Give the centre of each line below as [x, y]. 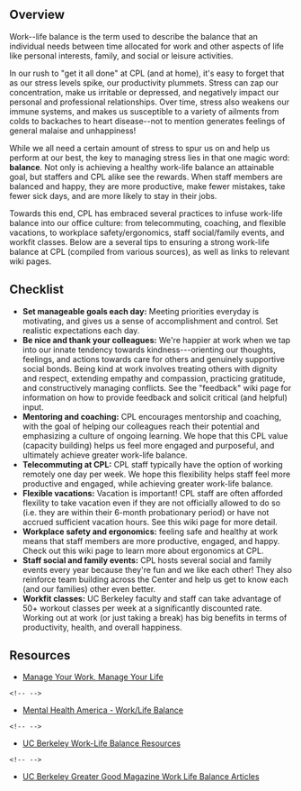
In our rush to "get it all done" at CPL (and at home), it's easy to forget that [147, 73]
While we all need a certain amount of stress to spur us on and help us [140, 148]
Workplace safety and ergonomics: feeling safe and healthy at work [150, 532]
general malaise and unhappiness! [73, 131]
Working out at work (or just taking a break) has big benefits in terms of [155, 617]
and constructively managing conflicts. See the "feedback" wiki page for [157, 387]
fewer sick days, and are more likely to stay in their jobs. [113, 195]
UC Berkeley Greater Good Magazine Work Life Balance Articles [141, 777]
